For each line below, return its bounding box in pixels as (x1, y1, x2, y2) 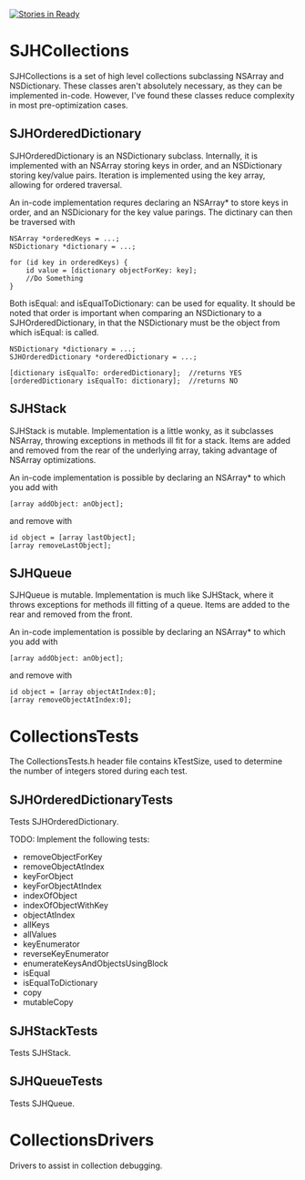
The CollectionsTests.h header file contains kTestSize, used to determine (9, 756, 283, 767)
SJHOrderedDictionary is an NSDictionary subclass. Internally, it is (9, 150, 258, 161)
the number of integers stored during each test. (9, 765, 188, 776)
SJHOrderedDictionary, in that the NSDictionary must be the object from (9, 317, 280, 328)
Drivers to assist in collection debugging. (9, 1160, 163, 1171)
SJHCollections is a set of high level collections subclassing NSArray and (9, 70, 284, 81)
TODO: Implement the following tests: (9, 834, 150, 845)
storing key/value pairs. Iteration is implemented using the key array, (9, 169, 266, 180)
